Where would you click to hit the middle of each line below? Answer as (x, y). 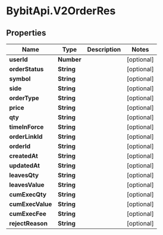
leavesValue (27, 185)
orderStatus (26, 69)
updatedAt (25, 166)
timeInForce (26, 127)
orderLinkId (26, 136)
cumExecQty (28, 194)
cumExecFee (28, 214)
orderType (24, 98)
